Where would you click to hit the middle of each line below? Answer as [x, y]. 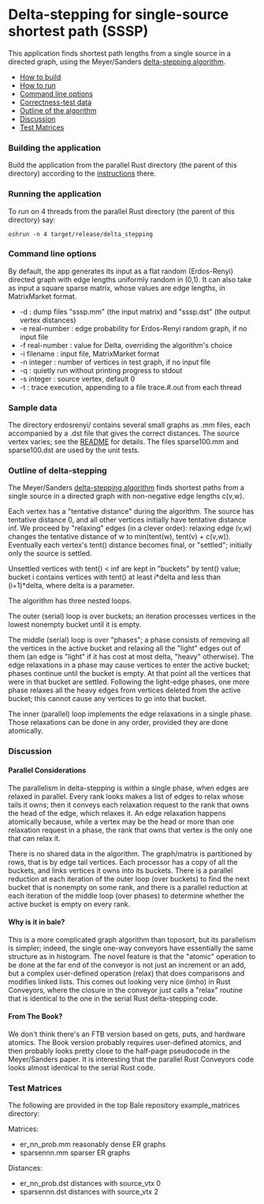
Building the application [54, 148]
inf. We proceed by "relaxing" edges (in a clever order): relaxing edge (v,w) [130, 528]
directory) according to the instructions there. [82, 174]
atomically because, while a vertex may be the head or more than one [121, 821]
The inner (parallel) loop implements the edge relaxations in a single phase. [130, 714]
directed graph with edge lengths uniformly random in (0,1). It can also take [130, 279]
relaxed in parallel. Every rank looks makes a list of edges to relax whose [126, 796]
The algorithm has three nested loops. [70, 601]
